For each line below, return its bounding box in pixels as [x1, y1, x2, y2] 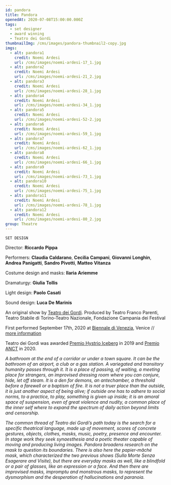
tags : [5, 21, 17, 27]
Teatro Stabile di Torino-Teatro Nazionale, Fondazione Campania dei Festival [5, 315, 166, 321]
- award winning [10, 31, 44, 36]
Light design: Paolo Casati [5, 290, 61, 296]
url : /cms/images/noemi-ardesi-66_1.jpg [14, 160, 101, 165]
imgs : [5, 46, 17, 51]
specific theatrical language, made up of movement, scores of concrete [5, 425, 157, 431]
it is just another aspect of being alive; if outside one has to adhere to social [5, 388, 165, 394]
